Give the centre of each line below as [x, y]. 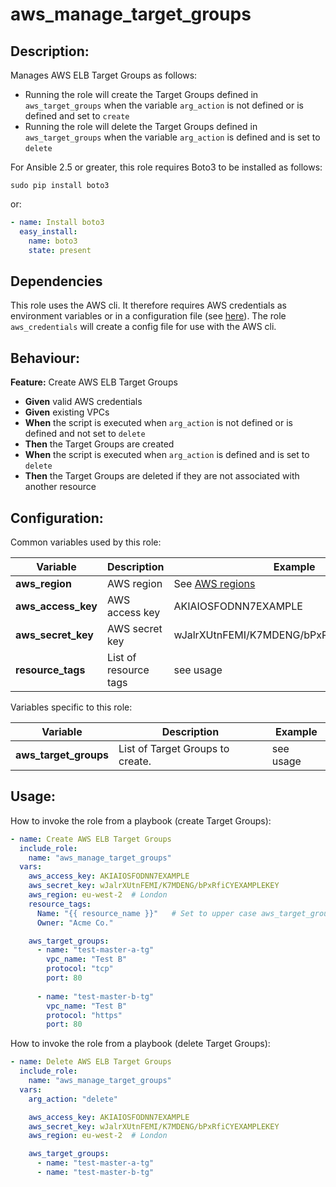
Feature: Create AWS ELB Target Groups [94, 382]
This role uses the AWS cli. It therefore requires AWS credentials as [148, 305]
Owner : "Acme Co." [75, 923]
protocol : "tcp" [80, 969]
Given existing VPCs [67, 412]
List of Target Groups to [174, 748]
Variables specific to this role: [71, 707]
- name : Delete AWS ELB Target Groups [91, 1062]
